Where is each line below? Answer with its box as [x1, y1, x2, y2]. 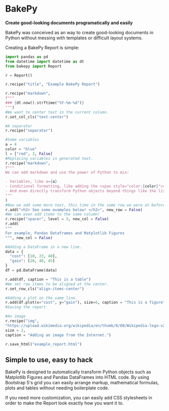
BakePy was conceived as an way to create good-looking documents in [5, 29, 153, 35]
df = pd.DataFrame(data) [5, 268, 57, 273]
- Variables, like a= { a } [5, 179, 57, 184]
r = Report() [5, 73, 33, 78]
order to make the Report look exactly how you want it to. [5, 400, 124, 406]
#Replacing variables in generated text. [5, 156, 94, 161]
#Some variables [5, 137, 39, 143]
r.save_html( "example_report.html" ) [5, 341, 82, 347]
